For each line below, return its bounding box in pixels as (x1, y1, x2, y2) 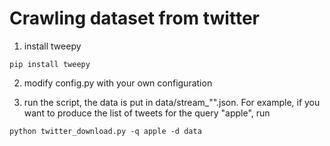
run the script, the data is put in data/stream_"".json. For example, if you (23, 96, 321, 108)
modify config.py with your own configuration (23, 77, 213, 89)
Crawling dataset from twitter (9, 7, 260, 30)
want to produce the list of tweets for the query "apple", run (23, 107, 271, 119)
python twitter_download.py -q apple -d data (9, 126, 202, 136)
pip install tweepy (9, 59, 91, 69)
